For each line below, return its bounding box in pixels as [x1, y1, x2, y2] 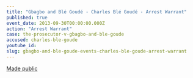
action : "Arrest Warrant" [6, 25, 72, 32]
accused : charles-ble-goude [6, 37, 78, 43]
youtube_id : [6, 43, 37, 49]
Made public [6, 65, 38, 72]
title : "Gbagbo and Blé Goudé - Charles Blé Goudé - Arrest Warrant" [6, 8, 188, 15]
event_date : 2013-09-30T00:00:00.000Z [6, 20, 105, 26]
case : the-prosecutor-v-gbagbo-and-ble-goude [6, 31, 124, 37]
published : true [6, 15, 48, 21]
